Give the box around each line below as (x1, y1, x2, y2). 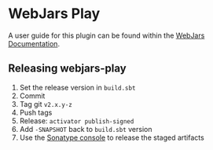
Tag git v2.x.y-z (19, 99, 72, 108)
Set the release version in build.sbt (19, 82, 136, 92)
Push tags (19, 108, 53, 117)
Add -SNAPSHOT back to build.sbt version (19, 124, 152, 134)
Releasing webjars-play (8, 62, 127, 75)
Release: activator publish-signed (19, 115, 134, 126)
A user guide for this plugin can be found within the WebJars (8, 31, 205, 40)
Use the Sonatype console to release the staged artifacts (19, 133, 204, 142)
